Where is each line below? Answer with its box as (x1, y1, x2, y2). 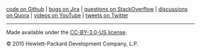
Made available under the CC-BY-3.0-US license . (6, 29, 127, 35)
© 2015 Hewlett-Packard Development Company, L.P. (6, 40, 139, 47)
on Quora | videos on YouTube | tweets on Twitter (6, 12, 129, 19)
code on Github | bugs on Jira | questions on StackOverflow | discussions (6, 6, 188, 12)
